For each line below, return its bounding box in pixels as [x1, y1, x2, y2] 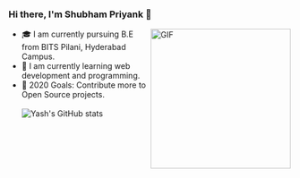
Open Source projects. [21, 89, 105, 100]
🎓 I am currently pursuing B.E [21, 29, 133, 39]
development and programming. [21, 71, 141, 81]
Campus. [21, 51, 56, 62]
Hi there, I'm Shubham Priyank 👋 [8, 8, 152, 21]
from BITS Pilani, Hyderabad [21, 42, 126, 53]
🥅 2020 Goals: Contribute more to [21, 80, 147, 90]
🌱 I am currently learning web [21, 61, 131, 72]
